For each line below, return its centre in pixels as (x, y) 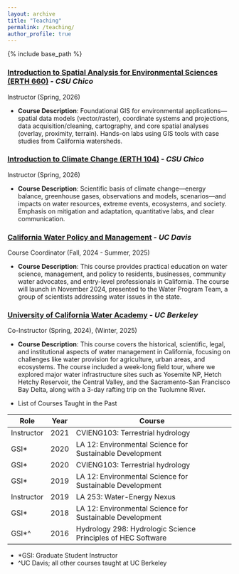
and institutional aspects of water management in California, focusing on (124, 352)
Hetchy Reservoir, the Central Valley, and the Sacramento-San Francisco (124, 382)
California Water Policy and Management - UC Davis (100, 237)
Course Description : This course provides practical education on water (122, 267)
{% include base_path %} (45, 54)
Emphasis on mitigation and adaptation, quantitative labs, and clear (116, 211)
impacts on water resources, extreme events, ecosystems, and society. (122, 203)
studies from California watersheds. (70, 141)
